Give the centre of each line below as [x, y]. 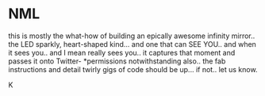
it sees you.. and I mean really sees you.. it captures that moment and [122, 52]
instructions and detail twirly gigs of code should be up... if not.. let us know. [133, 69]
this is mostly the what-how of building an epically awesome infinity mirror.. [132, 36]
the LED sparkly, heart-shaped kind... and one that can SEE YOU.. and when [132, 44]
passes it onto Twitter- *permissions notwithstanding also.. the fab [117, 61]
